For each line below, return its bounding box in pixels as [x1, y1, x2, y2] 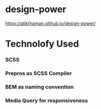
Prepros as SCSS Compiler [5, 69, 72, 77]
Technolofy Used [5, 38, 79, 50]
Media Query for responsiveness [5, 97, 88, 104]
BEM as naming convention [5, 83, 74, 90]
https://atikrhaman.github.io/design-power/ [5, 20, 96, 26]
